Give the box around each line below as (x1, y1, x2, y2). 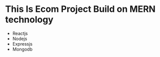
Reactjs (12, 30, 28, 36)
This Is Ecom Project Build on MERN (5, 3, 156, 15)
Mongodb (12, 46, 33, 52)
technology (5, 14, 54, 25)
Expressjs (12, 41, 33, 47)
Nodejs (12, 36, 27, 42)
